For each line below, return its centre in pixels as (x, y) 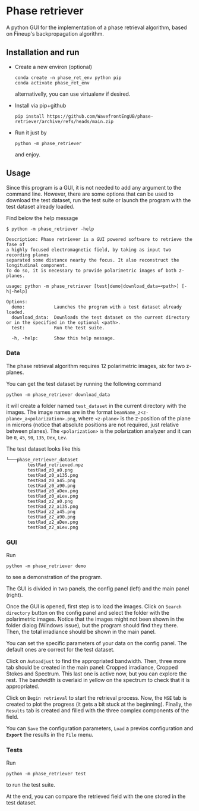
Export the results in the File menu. (50, 735)
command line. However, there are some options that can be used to (90, 194)
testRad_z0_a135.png (53, 475)
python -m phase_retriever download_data (58, 395)
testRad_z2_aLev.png (53, 527)
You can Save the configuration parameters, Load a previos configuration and (100, 728)
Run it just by (31, 133)
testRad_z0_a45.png (52, 480)
